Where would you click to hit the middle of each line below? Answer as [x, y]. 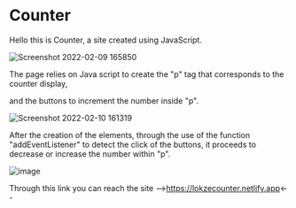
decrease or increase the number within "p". [90, 154]
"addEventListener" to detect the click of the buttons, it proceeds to [133, 144]
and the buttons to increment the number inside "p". [104, 100]
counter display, [39, 83]
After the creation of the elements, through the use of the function [130, 135]
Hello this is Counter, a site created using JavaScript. [105, 40]
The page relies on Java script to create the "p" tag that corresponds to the [147, 74]
